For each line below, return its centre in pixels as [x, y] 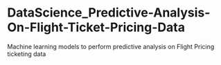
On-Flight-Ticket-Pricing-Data [96, 27]
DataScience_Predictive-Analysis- [109, 13]
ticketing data [27, 54]
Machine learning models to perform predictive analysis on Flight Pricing [111, 46]
